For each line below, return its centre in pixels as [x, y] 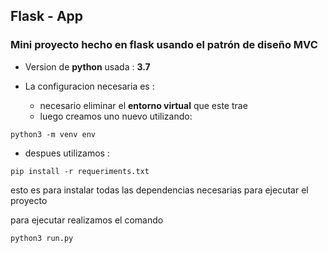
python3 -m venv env [53, 134]
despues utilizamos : [67, 153]
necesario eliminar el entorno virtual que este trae [143, 105]
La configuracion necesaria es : [89, 86]
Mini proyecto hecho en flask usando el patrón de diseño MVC [164, 45]
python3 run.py [42, 238]
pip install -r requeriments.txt [80, 171]
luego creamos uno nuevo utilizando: [116, 116]
